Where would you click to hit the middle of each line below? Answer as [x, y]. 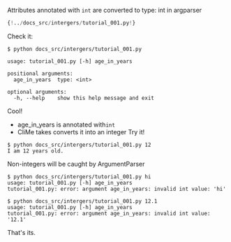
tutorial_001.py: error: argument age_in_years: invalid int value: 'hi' [117, 189]
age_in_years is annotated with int [66, 124]
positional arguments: [40, 73]
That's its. [22, 232]
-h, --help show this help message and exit [84, 98]
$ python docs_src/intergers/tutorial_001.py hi [79, 177]
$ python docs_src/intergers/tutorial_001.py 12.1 [82, 201]
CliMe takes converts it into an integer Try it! [81, 131]
